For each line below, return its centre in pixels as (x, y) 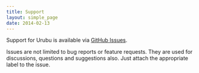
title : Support (25, 12)
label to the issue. (28, 65)
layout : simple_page (32, 17)
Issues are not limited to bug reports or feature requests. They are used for (99, 52)
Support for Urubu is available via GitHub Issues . (67, 40)
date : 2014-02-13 (28, 23)
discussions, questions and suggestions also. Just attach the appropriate (97, 59)
